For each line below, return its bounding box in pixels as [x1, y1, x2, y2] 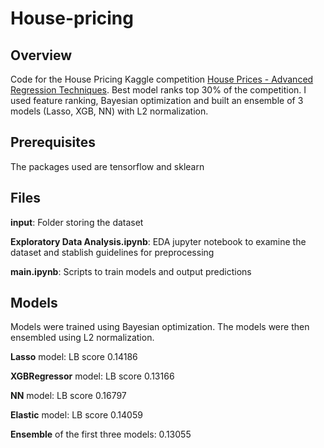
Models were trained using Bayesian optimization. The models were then [10, 321, 310, 333]
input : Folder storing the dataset [10, 216, 144, 228]
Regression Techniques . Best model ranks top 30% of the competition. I [10, 84, 307, 96]
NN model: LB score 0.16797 [10, 390, 127, 402]
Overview [10, 47, 73, 64]
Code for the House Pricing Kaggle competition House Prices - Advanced [10, 73, 314, 85]
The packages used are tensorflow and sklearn [10, 160, 205, 172]
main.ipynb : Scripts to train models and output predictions [10, 265, 252, 277]
